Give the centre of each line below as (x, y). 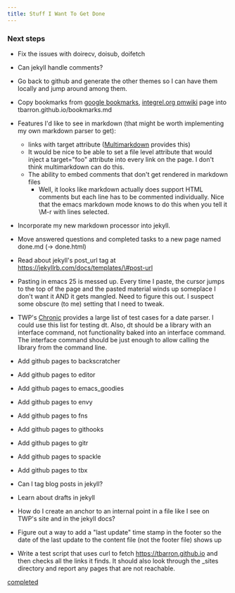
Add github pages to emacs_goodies (71, 388)
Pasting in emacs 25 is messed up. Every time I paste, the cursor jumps (121, 281)
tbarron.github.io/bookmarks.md (65, 109)
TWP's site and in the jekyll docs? (66, 518)
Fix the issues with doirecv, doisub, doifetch (81, 54)
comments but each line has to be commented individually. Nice (131, 196)
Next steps (26, 38)
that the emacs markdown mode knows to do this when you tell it (133, 204)
